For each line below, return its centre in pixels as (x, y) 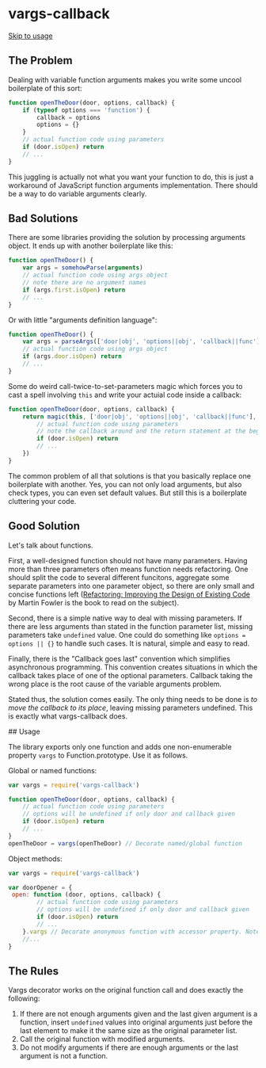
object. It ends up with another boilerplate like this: (91, 246)
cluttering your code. (42, 501)
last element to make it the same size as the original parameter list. (128, 1031)
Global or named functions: (53, 770)
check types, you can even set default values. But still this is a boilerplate (127, 493)
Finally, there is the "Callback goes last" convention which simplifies (120, 658)
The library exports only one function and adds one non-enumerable (120, 746)
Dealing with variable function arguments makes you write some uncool (125, 79)
